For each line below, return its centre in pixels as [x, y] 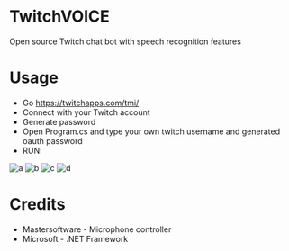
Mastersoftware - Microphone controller [97, 229]
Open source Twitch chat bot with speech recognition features [125, 41]
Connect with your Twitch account [86, 112]
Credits [37, 205]
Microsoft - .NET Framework [75, 238]
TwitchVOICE [59, 17]
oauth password [52, 140]
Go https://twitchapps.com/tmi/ [81, 103]
